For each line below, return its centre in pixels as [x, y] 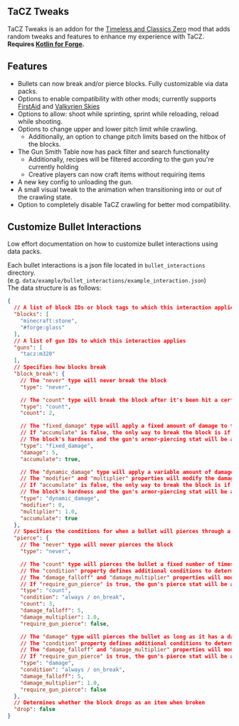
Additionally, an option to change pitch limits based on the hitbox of [127, 136]
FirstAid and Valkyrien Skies [59, 106]
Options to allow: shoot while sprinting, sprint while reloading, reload [118, 114]
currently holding [53, 167]
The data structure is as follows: [54, 288]
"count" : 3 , [38, 604]
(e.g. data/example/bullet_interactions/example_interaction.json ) [107, 280]
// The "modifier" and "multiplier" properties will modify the [117, 479]
